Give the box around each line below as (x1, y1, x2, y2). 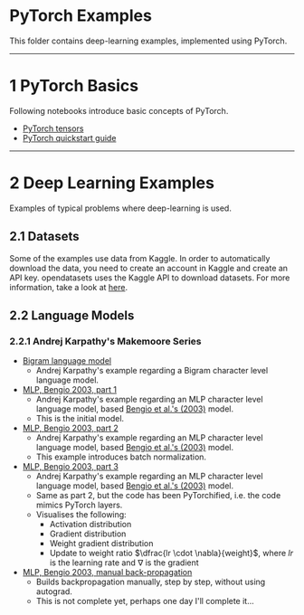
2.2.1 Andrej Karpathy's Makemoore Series (9, 335, 202, 347)
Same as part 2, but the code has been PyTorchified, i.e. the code (35, 490, 281, 501)
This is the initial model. (35, 413, 125, 424)
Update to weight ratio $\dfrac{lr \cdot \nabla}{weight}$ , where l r (49, 548, 294, 559)
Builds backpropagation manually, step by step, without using (35, 576, 266, 588)
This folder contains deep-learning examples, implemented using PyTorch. (9, 35, 288, 46)
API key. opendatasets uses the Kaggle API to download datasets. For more (9, 272, 290, 283)
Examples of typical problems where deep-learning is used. (9, 203, 233, 213)
